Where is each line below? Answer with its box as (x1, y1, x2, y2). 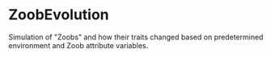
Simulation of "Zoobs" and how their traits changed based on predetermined (8, 32, 264, 42)
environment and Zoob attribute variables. (8, 40, 149, 50)
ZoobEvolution (8, 6, 109, 24)
